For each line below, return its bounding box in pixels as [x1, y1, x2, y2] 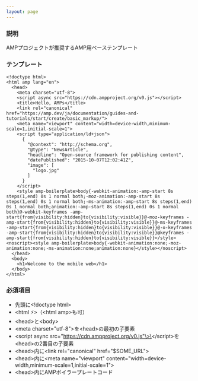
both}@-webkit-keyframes [6, 209, 68, 215]
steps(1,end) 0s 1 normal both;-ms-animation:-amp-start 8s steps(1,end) [6, 199, 193, 205]
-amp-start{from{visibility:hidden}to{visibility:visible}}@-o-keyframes [6, 225, 193, 231]
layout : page [6, 8, 39, 15]
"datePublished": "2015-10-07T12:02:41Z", [27, 157, 134, 163]
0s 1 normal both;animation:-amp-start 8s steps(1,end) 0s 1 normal [6, 204, 179, 210]
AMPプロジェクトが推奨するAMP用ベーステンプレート [6, 44, 138, 51]
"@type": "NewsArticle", [27, 147, 89, 153]
